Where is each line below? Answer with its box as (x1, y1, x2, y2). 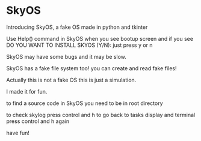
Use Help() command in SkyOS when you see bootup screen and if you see (6, 35, 194, 42)
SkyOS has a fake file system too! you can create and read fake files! (6, 64, 177, 72)
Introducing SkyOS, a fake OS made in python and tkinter (6, 23, 148, 31)
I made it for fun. (6, 88, 48, 95)
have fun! (6, 129, 30, 136)
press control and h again (6, 118, 70, 125)
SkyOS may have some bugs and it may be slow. (6, 53, 126, 60)
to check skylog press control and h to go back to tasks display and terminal (6, 111, 196, 118)
